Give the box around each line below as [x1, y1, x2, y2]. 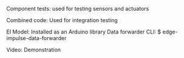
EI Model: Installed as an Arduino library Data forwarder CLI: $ [6, 28, 162, 35]
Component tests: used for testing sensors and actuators [6, 5, 149, 12]
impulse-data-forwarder [6, 35, 67, 41]
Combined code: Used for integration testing [6, 17, 118, 23]
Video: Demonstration [6, 46, 61, 53]
